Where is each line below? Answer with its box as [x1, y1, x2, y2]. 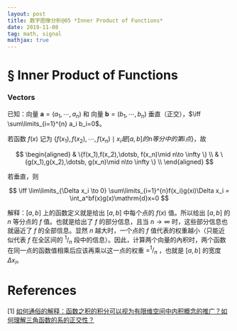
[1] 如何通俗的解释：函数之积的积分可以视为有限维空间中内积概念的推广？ [7, 306, 221, 315]
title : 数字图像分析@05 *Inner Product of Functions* [7, 17, 163, 24]
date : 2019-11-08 [7, 23, 59, 30]
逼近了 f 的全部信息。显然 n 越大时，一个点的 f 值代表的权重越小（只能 [13, 226, 219, 235]
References [7, 283, 77, 298]
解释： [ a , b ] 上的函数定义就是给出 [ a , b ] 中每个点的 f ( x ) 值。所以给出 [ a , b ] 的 [7, 208, 231, 217]
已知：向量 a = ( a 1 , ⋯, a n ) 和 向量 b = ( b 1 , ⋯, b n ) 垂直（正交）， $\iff [7, 109, 201, 120]
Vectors [7, 93, 35, 103]
